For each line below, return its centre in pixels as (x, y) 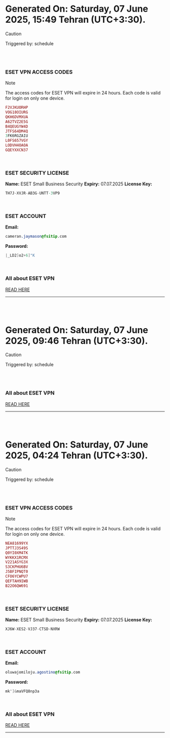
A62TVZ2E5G (17, 122)
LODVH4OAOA (17, 145)
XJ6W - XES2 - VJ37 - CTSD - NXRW (32, 629)
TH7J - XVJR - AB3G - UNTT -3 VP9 (32, 194)
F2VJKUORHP (17, 108)
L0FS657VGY (17, 141)
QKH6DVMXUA (17, 117)
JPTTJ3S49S (17, 548)
